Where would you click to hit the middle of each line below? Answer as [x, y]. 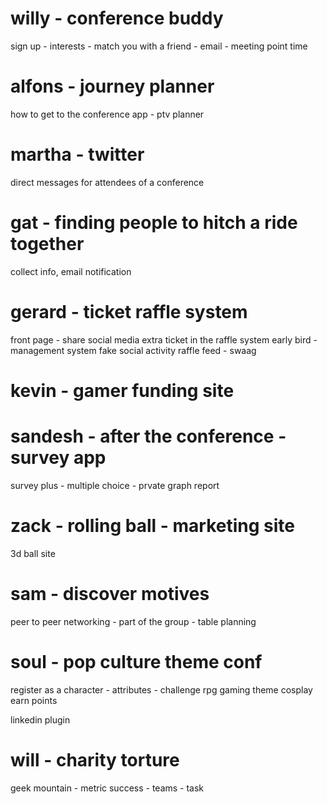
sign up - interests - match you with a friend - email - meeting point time [159, 46]
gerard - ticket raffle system [129, 311]
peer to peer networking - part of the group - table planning [133, 621]
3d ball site [33, 553]
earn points [34, 700]
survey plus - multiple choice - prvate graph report [115, 485]
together [47, 244]
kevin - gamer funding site [122, 390]
